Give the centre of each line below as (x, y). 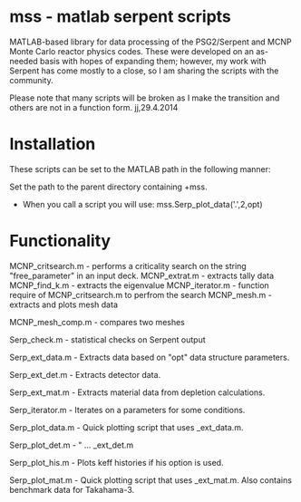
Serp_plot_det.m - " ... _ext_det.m (72, 445)
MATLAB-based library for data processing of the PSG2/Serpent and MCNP (150, 42)
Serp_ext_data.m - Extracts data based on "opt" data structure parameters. (150, 357)
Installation (53, 145)
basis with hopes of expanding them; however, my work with (153, 61)
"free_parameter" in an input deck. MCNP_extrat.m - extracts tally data (142, 275)
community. (31, 80)
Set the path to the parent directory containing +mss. (108, 187)
